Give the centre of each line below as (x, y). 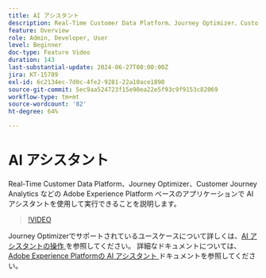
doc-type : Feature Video (49, 52)
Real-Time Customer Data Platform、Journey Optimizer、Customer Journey (133, 183)
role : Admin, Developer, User (58, 38)
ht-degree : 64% (33, 112)
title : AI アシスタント (44, 15)
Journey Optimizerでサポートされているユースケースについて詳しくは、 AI (128, 236)
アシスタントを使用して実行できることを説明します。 (94, 203)
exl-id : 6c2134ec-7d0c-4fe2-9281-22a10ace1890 (87, 82)
